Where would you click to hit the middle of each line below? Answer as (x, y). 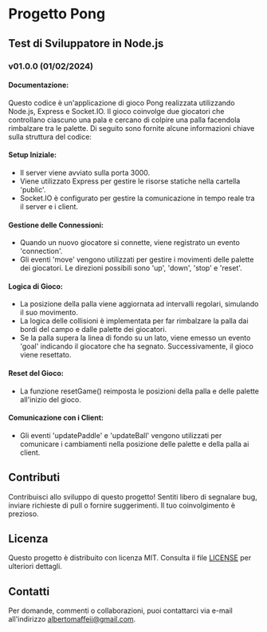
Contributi (34, 478)
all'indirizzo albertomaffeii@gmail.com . (72, 619)
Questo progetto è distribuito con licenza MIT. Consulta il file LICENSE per (130, 558)
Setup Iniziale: (33, 155)
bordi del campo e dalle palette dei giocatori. (93, 330)
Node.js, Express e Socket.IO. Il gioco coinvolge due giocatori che (116, 111)
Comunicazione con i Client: (56, 418)
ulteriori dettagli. (35, 567)
